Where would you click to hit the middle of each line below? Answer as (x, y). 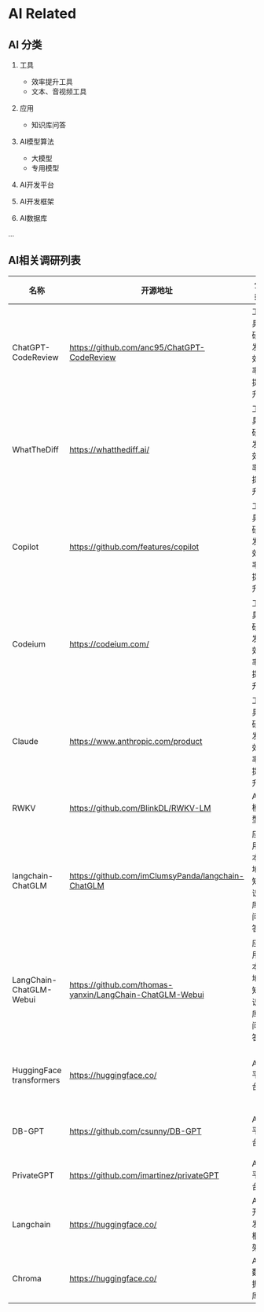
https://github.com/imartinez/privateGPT (145, 1175)
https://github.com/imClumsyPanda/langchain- (157, 875)
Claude (26, 741)
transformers (36, 1079)
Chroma (27, 1278)
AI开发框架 (37, 202)
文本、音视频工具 (59, 92)
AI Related (42, 14)
